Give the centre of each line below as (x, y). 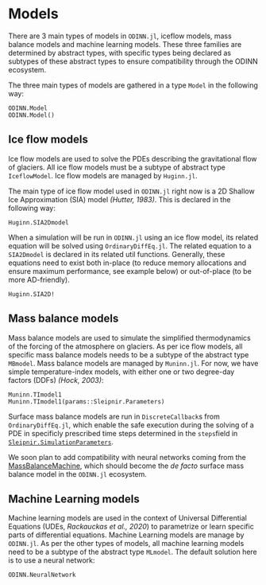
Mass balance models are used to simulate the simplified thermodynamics (130, 337)
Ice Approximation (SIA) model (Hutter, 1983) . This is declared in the (120, 199)
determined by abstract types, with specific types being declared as (120, 53)
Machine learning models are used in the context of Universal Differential (128, 518)
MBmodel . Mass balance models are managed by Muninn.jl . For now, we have (133, 363)
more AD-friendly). (39, 279)
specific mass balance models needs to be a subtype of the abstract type (129, 354)
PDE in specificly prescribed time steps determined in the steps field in (123, 433)
